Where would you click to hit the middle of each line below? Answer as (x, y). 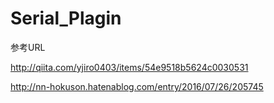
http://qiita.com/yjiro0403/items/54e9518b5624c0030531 (129, 67)
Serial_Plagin (66, 18)
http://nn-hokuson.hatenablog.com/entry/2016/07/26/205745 (137, 86)
